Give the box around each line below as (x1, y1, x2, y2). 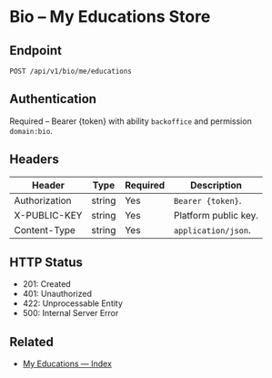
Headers (9, 152, 59, 168)
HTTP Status (9, 255, 84, 271)
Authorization (14, 194, 72, 207)
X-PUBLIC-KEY (14, 209, 83, 221)
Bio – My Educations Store (9, 6, 211, 27)
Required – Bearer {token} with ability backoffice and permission (9, 116, 252, 127)
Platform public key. (173, 209, 259, 221)
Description (189, 179, 243, 191)
